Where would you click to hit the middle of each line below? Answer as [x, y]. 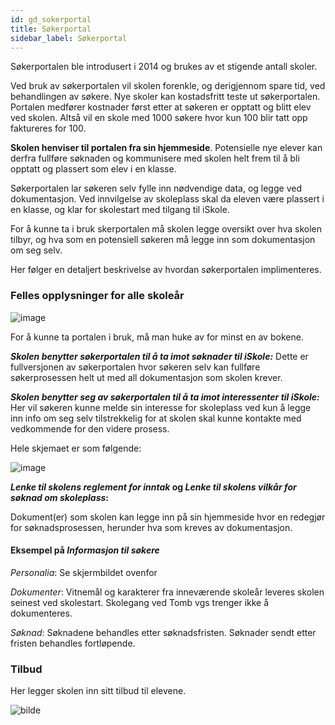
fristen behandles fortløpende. [73, 643]
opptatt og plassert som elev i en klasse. [93, 169]
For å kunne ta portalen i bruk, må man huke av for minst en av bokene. [157, 337]
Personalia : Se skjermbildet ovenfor [84, 572]
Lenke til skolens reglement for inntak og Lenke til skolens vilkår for [153, 487]
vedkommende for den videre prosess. [90, 428]
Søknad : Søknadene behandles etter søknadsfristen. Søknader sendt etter [163, 632]
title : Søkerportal [51, 29]
